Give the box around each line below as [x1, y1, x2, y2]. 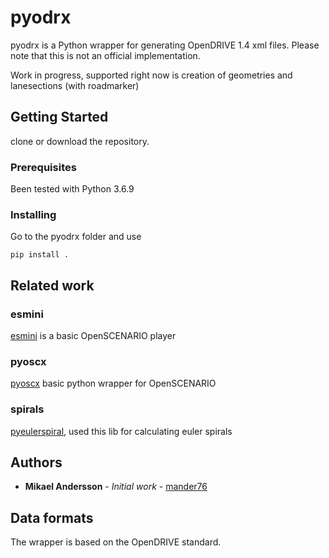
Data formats [10, 509, 94, 526]
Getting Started [10, 109, 109, 126]
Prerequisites [10, 160, 77, 174]
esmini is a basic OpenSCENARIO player [10, 330, 177, 342]
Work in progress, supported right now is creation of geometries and [10, 69, 293, 81]
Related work [10, 277, 95, 294]
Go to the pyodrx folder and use [10, 231, 142, 243]
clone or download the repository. [10, 135, 150, 147]
